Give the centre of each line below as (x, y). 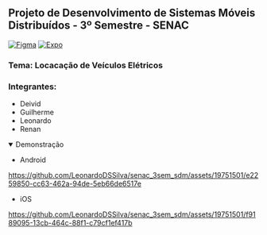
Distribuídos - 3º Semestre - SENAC (99, 26)
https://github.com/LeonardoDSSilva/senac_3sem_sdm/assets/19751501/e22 (133, 175)
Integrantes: (33, 87)
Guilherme (37, 112)
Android (33, 160)
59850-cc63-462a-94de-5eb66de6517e (75, 184)
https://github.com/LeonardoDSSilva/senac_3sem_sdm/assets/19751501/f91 (132, 214)
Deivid (30, 104)
